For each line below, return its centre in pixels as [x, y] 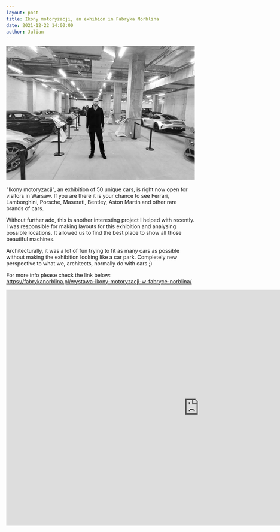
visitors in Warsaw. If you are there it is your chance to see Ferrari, [88, 195]
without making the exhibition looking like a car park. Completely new [92, 257]
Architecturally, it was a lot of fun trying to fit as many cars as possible [93, 250]
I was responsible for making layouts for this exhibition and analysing [91, 226]
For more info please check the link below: [58, 275]
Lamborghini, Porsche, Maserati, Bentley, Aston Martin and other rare [92, 202]
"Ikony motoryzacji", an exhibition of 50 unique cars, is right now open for [97, 189]
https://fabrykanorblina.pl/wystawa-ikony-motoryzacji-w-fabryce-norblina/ [99, 281]
